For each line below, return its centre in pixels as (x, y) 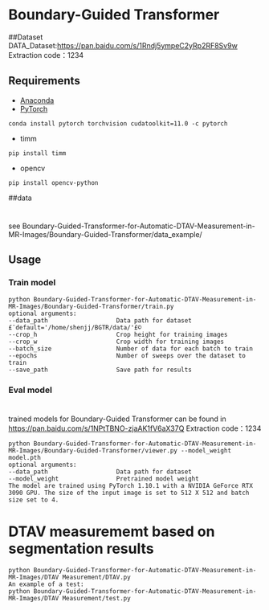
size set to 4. (34, 500)
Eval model (30, 390)
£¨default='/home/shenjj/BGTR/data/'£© (75, 327)
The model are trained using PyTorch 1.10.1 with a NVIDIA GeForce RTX (130, 485)
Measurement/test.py (96, 598)
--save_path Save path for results (100, 370)
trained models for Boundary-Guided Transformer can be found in (117, 419)
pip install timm (37, 153)
